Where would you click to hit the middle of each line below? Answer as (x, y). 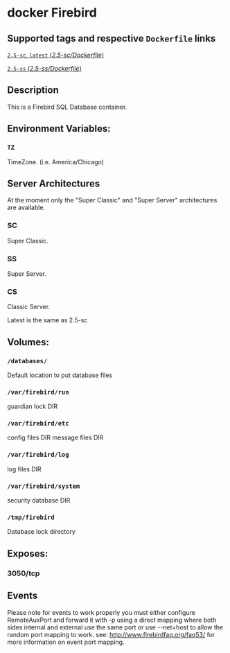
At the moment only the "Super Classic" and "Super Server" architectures (112, 200)
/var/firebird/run (38, 392)
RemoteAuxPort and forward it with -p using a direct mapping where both (112, 620)
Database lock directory (42, 532)
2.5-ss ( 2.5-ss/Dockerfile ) (44, 68)
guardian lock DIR (33, 406)
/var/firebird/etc (38, 424)
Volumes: (28, 342)
